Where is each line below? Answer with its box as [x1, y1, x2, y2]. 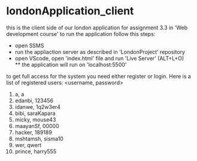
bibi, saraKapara [14, 110, 56, 117]
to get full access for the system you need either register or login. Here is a [6, 72, 192, 80]
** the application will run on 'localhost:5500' [14, 61, 127, 68]
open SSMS [14, 42, 44, 49]
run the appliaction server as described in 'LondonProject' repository [14, 48, 186, 55]
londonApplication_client [6, 4, 134, 18]
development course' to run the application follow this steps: [6, 30, 156, 37]
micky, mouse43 [14, 116, 56, 123]
